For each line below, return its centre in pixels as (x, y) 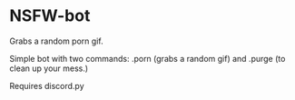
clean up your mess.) (49, 68)
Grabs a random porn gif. (56, 41)
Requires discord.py (47, 85)
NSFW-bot (50, 16)
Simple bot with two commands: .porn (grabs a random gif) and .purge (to (147, 58)
